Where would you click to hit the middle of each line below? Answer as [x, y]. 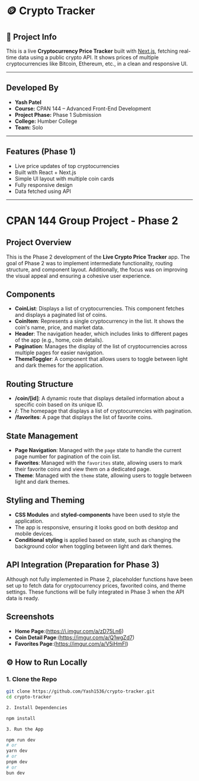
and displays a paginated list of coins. [61, 315]
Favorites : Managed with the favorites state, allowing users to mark [98, 463]
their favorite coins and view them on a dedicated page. [83, 469]
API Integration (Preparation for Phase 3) [83, 565]
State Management [42, 436]
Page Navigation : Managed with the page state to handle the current [98, 450]
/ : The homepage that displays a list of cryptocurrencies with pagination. [103, 411]
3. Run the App [25, 729]
